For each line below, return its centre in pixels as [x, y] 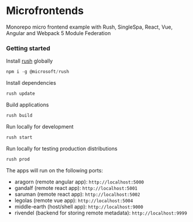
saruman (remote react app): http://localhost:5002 [77, 194]
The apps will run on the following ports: [55, 170]
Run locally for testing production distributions [62, 148]
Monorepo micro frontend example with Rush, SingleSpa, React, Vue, [89, 27]
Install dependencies [31, 83]
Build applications [27, 105]
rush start [19, 137]
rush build [19, 115]
